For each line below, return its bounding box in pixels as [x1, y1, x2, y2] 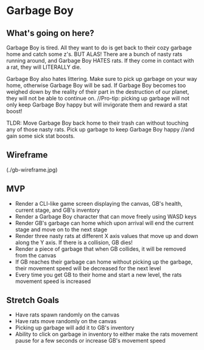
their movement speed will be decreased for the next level [15, 264, 161, 271]
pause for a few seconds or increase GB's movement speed [15, 337, 166, 345]
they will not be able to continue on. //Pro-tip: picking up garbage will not [6, 95, 190, 102]
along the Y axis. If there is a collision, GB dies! [15, 239, 133, 246]
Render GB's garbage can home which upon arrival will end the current [15, 219, 194, 226]
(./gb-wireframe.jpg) [6, 166, 58, 173]
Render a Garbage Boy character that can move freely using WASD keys [15, 212, 197, 220]
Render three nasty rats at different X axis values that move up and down [15, 232, 199, 239]
